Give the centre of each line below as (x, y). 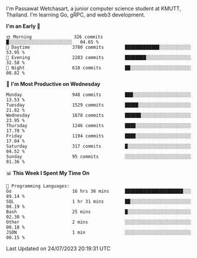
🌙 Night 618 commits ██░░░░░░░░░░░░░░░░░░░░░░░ (99, 68)
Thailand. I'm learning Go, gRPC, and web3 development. (76, 15)
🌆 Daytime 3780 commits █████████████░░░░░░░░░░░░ (99, 47)
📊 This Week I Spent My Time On (48, 173)
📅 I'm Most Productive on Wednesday (53, 84)
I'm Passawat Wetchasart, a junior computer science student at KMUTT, (94, 9)
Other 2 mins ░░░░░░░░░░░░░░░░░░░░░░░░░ (99, 222)
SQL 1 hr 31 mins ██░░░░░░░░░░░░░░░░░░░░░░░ (99, 201)
